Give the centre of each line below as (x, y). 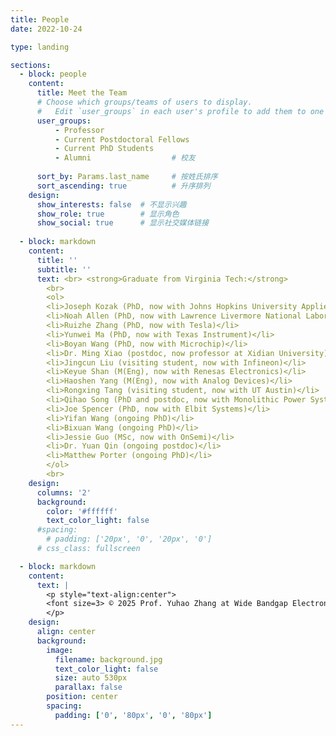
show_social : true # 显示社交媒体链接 (123, 223)
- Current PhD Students (104, 149)
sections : (31, 65)
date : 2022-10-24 (46, 29)
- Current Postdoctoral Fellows (122, 139)
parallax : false (88, 687)
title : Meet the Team (82, 93)
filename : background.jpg (108, 659)
